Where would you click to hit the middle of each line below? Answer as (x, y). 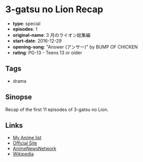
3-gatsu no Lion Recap (54, 9)
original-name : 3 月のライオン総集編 (52, 35)
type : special (27, 24)
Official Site (25, 143)
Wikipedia (23, 154)
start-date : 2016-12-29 (37, 41)
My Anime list (27, 138)
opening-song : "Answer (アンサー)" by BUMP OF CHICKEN (75, 47)
